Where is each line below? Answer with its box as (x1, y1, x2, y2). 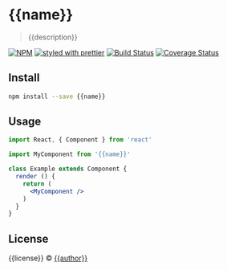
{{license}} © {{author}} (8, 253, 88, 263)
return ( (22, 179, 52, 188)
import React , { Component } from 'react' (8, 136, 152, 144)
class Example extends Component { (8, 165, 128, 174)
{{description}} (27, 32, 78, 42)
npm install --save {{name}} (8, 92, 106, 100)
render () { (15, 173, 56, 181)
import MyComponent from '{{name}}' (8, 150, 131, 158)
